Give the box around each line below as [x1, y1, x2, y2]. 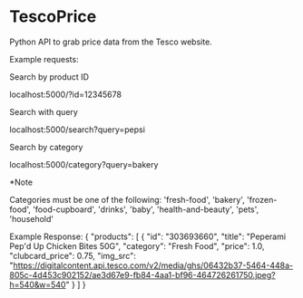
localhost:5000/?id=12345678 [9, 89, 122, 100]
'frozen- [246, 194, 278, 205]
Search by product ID [9, 71, 89, 82]
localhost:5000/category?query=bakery [9, 159, 159, 169]
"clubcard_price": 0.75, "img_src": [9, 250, 136, 261]
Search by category [9, 141, 83, 152]
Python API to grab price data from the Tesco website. [9, 36, 213, 47]
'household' [9, 213, 54, 224]
